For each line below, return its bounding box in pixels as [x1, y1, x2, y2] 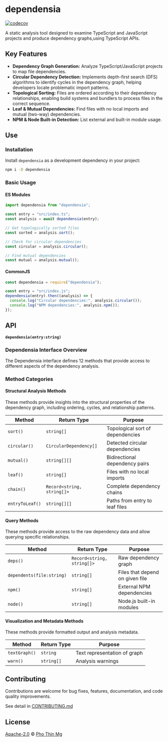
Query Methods [5, 517, 39, 523]
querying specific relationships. [5, 534, 70, 540]
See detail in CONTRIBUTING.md [5, 703, 73, 709]
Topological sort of [106, 425, 151, 432]
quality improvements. [5, 693, 51, 699]
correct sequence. [12, 100, 51, 107]
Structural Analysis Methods [5, 388, 66, 394]
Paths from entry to [106, 497, 152, 504]
